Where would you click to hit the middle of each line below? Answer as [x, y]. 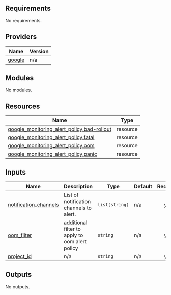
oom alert [75, 242]
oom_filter [20, 235]
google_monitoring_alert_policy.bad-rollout [60, 129]
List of [71, 195]
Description [78, 187]
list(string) [113, 205]
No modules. [19, 90]
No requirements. [24, 20]
